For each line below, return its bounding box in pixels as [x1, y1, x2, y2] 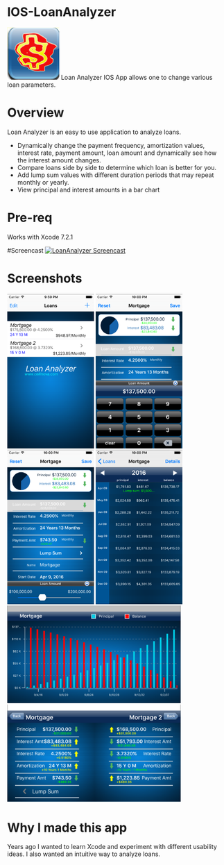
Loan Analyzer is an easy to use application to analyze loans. [7, 128, 182, 136]
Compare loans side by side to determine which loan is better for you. [17, 163, 217, 171]
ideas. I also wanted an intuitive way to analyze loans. [7, 850, 161, 858]
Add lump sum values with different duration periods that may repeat [17, 171, 214, 179]
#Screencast [7, 246, 44, 254]
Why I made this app [7, 820, 127, 835]
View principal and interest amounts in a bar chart [17, 185, 160, 194]
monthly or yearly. [17, 178, 69, 186]
